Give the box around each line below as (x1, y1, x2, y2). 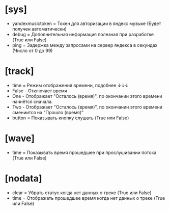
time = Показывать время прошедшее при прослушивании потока (12, 149, 157, 155)
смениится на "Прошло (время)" (12, 109, 84, 115)
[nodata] (5, 173, 42, 184)
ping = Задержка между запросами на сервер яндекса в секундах (12, 42, 158, 48)
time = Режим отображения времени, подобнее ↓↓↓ (12, 82, 129, 88)
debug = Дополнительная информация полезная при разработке (12, 31, 154, 37)
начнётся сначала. (12, 98, 53, 104)
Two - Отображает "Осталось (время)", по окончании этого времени (12, 103, 163, 110)
